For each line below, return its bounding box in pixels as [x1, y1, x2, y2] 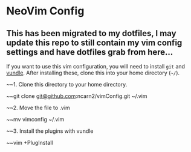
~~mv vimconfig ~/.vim [6, 116, 65, 123]
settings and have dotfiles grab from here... [6, 47, 173, 57]
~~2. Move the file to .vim [6, 104, 71, 111]
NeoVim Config [6, 4, 85, 18]
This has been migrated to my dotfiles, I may [6, 28, 176, 38]
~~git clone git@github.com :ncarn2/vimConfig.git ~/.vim [6, 93, 147, 100]
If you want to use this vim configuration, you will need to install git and [6, 63, 186, 70]
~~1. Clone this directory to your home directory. [6, 81, 128, 88]
